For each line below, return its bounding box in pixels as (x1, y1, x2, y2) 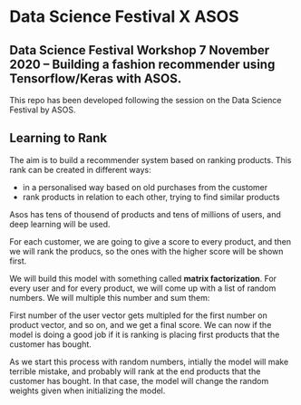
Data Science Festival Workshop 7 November (9, 43, 270, 58)
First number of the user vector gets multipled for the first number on (9, 310, 267, 321)
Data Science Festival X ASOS (9, 6, 239, 27)
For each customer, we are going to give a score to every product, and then (9, 236, 292, 246)
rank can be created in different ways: (9, 164, 151, 175)
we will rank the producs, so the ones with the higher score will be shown (9, 246, 284, 256)
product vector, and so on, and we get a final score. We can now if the (9, 319, 272, 330)
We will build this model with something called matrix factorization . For (9, 273, 277, 284)
